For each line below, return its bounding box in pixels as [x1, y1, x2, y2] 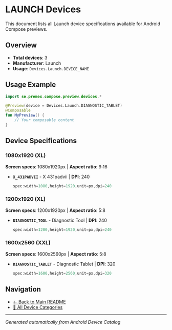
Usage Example [5, 81, 56, 89]
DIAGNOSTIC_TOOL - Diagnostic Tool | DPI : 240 [12, 217, 107, 223]
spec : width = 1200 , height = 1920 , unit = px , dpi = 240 [12, 227, 112, 232]
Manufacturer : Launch [12, 60, 61, 66]
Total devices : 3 [12, 54, 48, 61]
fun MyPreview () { [5, 113, 45, 118]
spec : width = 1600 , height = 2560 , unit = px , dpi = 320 [12, 270, 112, 276]
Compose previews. [5, 26, 48, 32]
